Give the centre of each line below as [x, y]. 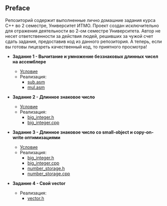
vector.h [36, 198]
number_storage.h [46, 168]
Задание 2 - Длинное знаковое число [54, 97]
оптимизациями [42, 137]
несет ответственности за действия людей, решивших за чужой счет [79, 36]
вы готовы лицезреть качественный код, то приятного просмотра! [76, 46]
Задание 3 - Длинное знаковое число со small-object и [73, 132]
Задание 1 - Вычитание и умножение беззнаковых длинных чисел [85, 56]
